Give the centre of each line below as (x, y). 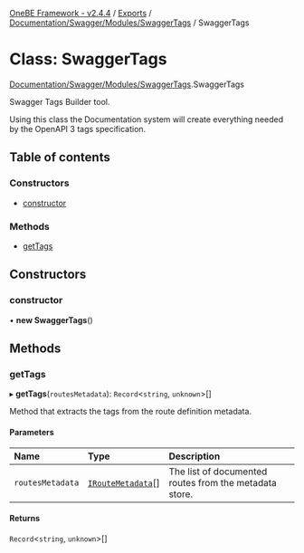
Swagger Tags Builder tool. (60, 101)
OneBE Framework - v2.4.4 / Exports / (81, 13)
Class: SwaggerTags (88, 59)
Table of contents (60, 157)
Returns (25, 519)
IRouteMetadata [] (123, 482)
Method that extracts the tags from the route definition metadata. (130, 412)
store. (181, 494)
